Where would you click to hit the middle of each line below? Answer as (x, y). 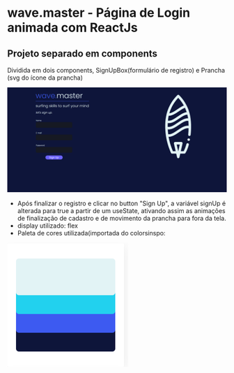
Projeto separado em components (83, 53)
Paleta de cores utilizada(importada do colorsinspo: (91, 233)
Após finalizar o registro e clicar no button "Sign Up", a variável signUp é (122, 203)
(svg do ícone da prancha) (45, 78)
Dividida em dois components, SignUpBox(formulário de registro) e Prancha (116, 70)
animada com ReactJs (72, 28)
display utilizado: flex (48, 226)
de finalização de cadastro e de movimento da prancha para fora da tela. (122, 218)
